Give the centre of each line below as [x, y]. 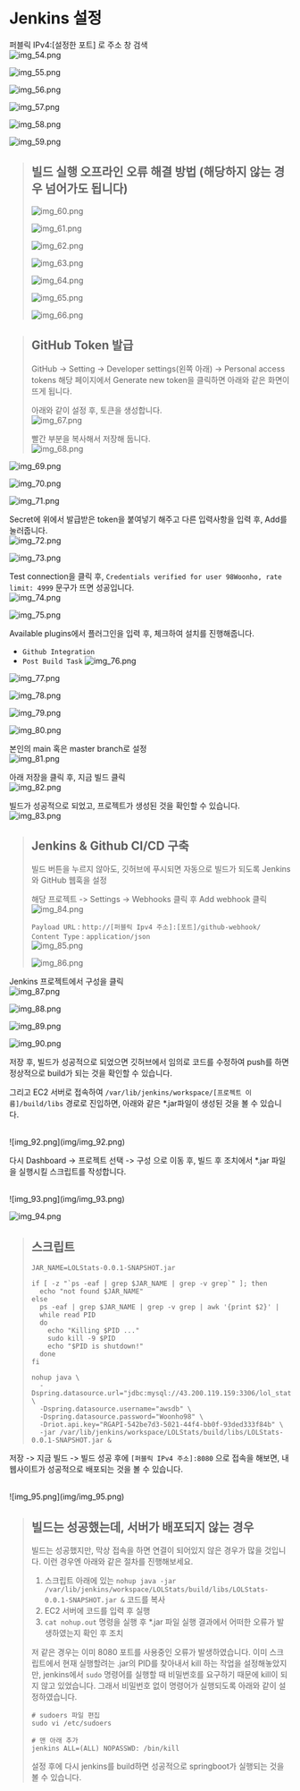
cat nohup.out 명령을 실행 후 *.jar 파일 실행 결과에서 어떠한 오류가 [159, 1622]
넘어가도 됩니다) [87, 189]
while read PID [68, 1315]
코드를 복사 [146, 1599]
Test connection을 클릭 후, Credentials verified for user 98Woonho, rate [146, 576]
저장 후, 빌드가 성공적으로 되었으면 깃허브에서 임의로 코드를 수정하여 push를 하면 [149, 1062]
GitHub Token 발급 [82, 345]
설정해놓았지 [265, 1663]
